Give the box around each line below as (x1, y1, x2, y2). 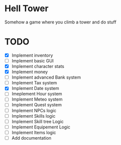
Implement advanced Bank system (11, 74, 81, 81)
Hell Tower (4, 3, 49, 14)
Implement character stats (11, 63, 64, 69)
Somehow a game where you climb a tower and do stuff (4, 19, 117, 25)
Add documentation (11, 135, 52, 141)
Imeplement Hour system (11, 91, 63, 97)
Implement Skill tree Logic (11, 118, 64, 124)
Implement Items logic (11, 129, 56, 135)
